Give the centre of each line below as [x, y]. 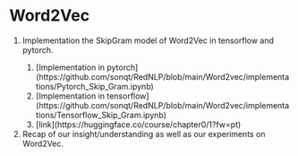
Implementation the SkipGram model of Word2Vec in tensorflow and [148, 40]
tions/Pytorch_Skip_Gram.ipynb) [94, 86]
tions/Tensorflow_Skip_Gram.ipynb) [101, 115]
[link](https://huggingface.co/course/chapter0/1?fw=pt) [138, 124]
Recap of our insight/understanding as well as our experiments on [144, 134]
